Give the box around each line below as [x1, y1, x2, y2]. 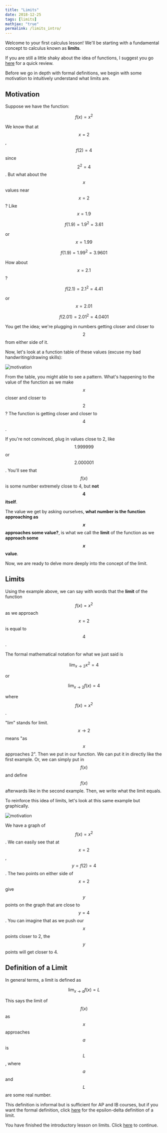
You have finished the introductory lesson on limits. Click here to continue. [5, 1122, 158, 1128]
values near [5, 187, 29, 194]
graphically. [5, 803, 29, 809]
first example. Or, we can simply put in [5, 757, 84, 763]
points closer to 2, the [5, 933, 50, 939]
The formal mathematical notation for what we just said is [5, 651, 123, 657]
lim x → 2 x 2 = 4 [69, 661, 99, 669]
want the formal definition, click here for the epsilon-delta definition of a [5, 1107, 153, 1113]
